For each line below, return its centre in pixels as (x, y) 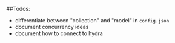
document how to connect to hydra (59, 33)
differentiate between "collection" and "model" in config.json (92, 20)
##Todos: (18, 9)
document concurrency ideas (52, 27)
